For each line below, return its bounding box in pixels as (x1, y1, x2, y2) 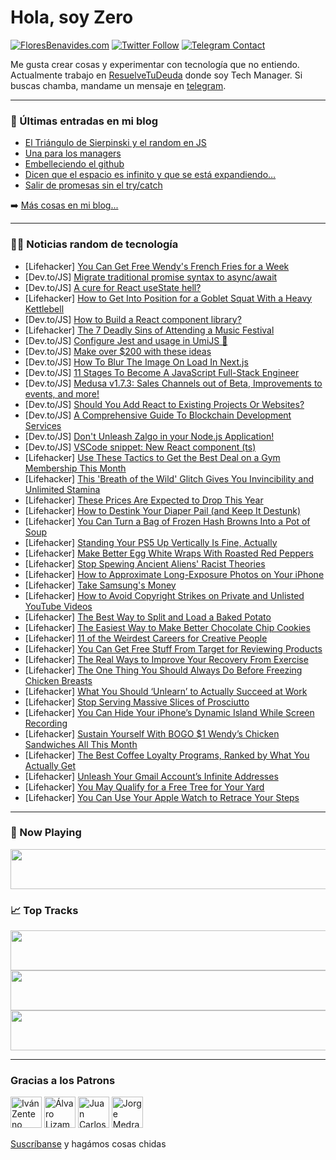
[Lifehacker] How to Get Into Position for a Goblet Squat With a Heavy (24, 292, 313, 304)
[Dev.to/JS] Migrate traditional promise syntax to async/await (24, 271, 278, 283)
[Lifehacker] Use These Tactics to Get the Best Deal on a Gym (24, 451, 281, 463)
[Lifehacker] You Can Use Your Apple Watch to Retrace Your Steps (24, 791, 300, 803)
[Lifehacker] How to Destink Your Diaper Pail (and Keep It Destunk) (24, 504, 301, 516)
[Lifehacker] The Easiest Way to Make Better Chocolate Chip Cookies (24, 621, 311, 633)
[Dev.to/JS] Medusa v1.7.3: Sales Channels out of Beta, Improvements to (24, 377, 323, 389)
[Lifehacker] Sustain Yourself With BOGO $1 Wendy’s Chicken (24, 727, 280, 740)
